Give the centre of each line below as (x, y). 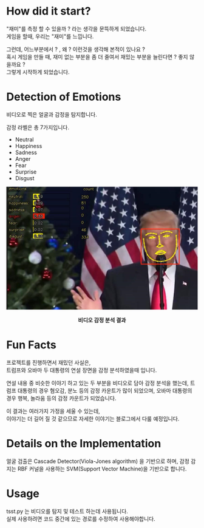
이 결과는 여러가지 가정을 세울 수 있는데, (53, 411)
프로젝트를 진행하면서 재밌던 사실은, (49, 362)
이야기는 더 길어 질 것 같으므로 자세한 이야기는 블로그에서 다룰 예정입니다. (93, 418)
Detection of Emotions (64, 97)
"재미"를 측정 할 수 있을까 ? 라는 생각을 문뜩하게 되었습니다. (76, 29)
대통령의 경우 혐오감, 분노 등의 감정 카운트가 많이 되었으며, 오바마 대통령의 (105, 390)
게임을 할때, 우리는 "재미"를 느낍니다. (50, 36)
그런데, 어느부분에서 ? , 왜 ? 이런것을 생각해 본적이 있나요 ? (76, 49)
